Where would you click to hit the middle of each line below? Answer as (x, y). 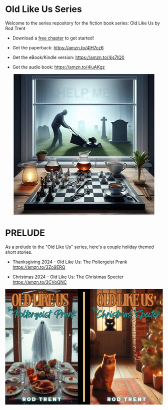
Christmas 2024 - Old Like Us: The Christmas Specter (68, 277)
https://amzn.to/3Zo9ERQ (39, 267)
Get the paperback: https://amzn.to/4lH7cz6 (58, 47)
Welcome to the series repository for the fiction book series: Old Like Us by (82, 23)
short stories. (19, 252)
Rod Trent (15, 28)
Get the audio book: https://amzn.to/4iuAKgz (58, 67)
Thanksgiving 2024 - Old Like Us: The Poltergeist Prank (70, 262)
